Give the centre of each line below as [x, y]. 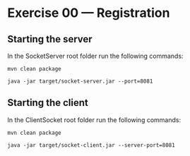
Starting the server [50, 39]
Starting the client [48, 103]
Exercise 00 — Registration [89, 13]
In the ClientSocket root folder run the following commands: [94, 120]
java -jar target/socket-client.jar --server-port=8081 [91, 145]
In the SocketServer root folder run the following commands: [95, 56]
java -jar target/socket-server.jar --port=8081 [80, 81]
